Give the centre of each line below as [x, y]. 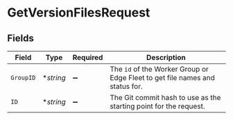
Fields [21, 38]
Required [88, 58]
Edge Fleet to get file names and [162, 78]
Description [166, 58]
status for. [127, 86]
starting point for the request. [157, 106]
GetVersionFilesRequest [79, 13]
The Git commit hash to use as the [165, 98]
